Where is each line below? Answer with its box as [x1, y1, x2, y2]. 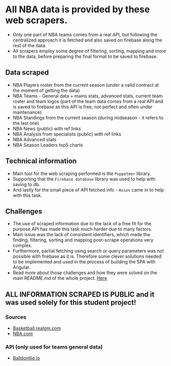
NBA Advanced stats [12, 136, 57, 142]
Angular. [12, 264, 31, 271]
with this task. [12, 192, 42, 198]
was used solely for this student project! [5, 298, 136, 306]
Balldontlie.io [12, 355, 40, 361]
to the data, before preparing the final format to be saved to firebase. [12, 53, 158, 60]
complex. [12, 242, 32, 248]
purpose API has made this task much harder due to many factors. [12, 226, 153, 232]
